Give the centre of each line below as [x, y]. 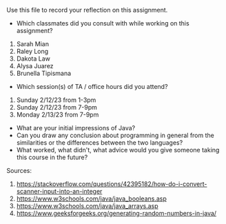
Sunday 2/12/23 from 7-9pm [57, 107]
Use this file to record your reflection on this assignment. [87, 10]
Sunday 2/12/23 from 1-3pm [56, 100]
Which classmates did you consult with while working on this [103, 23]
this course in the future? [52, 157]
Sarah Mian [33, 44]
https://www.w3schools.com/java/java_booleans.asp [91, 198]
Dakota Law [33, 59]
